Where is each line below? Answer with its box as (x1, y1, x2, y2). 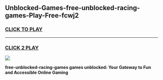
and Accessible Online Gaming (5, 69, 68, 75)
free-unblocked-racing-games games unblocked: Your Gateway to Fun (5, 64, 151, 70)
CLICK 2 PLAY (5, 44, 39, 51)
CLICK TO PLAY (5, 26, 43, 33)
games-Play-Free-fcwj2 (5, 12, 79, 20)
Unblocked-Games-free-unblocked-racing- (5, 4, 140, 12)
